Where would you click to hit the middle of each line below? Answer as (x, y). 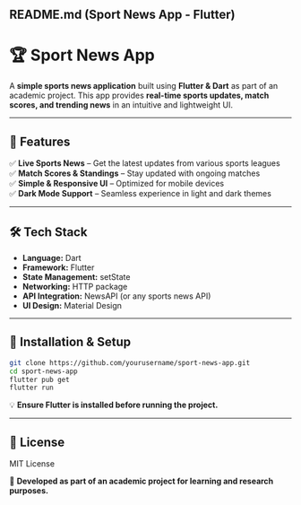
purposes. (29, 491)
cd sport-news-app (43, 371)
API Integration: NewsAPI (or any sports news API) (116, 296)
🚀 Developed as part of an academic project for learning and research (142, 481)
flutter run (31, 388)
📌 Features (40, 141)
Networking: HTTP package (75, 286)
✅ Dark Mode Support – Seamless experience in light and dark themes (140, 194)
